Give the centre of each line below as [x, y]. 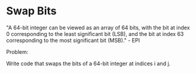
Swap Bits [31, 11]
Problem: [17, 51]
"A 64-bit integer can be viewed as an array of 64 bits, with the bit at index [98, 28]
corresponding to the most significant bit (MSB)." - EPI [73, 40]
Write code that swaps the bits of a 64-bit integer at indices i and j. [88, 63]
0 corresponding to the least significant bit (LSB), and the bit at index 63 [95, 34]
